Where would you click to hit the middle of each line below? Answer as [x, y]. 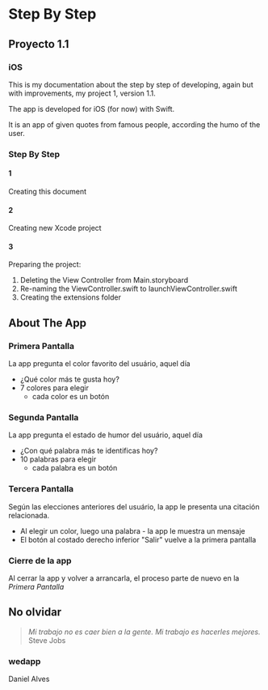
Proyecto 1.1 [39, 44]
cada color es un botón [71, 397]
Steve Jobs [47, 640]
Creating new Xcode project [55, 228]
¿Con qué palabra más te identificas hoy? [89, 451]
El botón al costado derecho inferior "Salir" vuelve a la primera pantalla [138, 539]
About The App [48, 323]
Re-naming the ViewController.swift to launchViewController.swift [129, 289]
